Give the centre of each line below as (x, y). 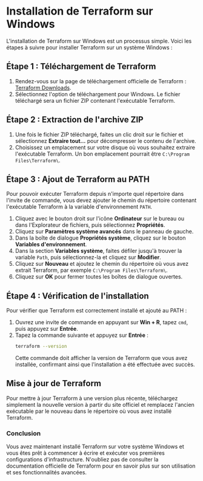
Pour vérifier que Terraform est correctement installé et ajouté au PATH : (97, 311)
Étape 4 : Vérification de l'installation (78, 296)
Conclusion (24, 433)
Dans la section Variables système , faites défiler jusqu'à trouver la (98, 251)
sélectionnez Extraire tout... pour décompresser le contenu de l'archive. (105, 140)
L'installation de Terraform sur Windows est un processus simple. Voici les (99, 41)
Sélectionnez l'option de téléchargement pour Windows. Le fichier (98, 94)
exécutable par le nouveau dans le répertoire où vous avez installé (89, 411)
